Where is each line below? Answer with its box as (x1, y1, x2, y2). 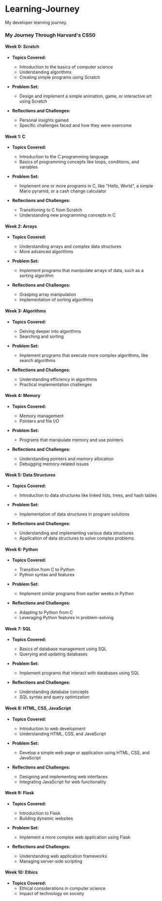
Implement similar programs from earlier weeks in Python (19, 590, 134, 597)
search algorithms (19, 357, 56, 363)
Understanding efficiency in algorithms (19, 376, 97, 382)
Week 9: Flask (5, 790, 34, 796)
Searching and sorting (19, 333, 64, 339)
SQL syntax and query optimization (19, 694, 90, 700)
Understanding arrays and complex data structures (19, 243, 122, 249)
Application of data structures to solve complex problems (19, 535, 134, 541)
